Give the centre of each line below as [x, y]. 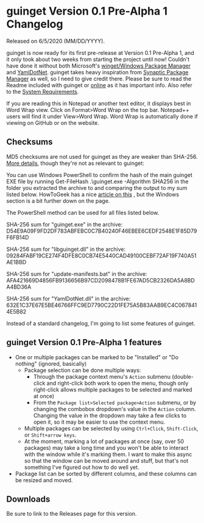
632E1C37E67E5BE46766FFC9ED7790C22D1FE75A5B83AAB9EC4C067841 [102, 305]
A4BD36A [19, 287]
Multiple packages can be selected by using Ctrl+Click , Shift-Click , [111, 428]
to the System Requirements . [43, 91]
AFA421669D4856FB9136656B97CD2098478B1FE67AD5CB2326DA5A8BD [100, 280]
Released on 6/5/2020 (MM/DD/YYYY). [56, 41]
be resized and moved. [44, 480]
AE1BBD [16, 262]
